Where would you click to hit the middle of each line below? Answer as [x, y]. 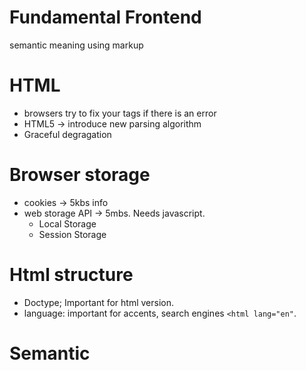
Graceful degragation [67, 134]
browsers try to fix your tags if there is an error [120, 113]
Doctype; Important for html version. [99, 302]
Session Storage [72, 234]
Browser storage [80, 175]
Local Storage [67, 223]
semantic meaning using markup [76, 45]
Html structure [71, 275]
